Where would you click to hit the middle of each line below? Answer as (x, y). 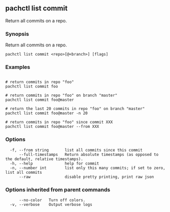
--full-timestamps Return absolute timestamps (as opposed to (89, 154)
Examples (18, 67)
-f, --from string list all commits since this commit (76, 150)
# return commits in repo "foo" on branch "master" (61, 96)
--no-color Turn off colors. (52, 200)
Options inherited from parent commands (58, 190)
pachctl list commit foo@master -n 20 (46, 113)
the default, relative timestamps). (44, 159)
